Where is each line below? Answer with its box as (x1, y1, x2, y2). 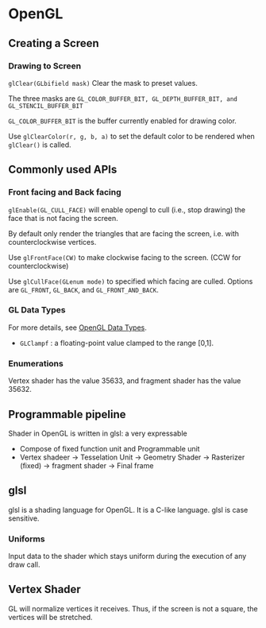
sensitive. (8, 514, 40, 523)
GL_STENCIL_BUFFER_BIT (8, 102, 83, 110)
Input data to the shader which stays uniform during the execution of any (8, 552, 247, 561)
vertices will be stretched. (8, 612, 93, 622)
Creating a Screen (8, 37, 99, 50)
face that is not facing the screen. (8, 213, 119, 223)
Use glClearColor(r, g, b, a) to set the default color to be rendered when (8, 131, 256, 141)
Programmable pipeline (8, 407, 126, 421)
